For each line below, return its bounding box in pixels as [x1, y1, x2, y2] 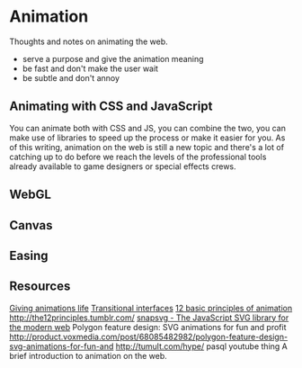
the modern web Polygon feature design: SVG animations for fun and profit [9, 321, 287, 332]
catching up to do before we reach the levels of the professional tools [9, 151, 267, 162]
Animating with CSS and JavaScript [9, 99, 213, 114]
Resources [9, 279, 71, 294]
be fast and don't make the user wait [22, 63, 159, 74]
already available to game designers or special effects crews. [9, 160, 236, 172]
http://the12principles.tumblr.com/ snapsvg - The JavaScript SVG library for [9, 312, 289, 323]
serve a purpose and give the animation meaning [22, 53, 204, 64]
